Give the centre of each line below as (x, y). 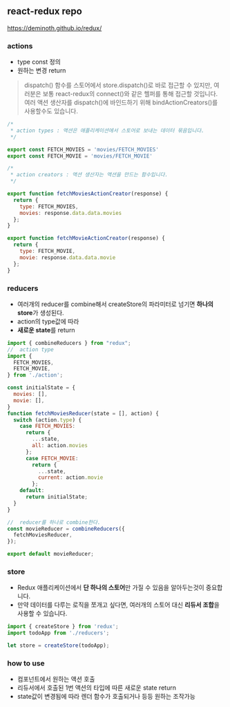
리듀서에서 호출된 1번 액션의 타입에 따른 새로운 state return (96, 688)
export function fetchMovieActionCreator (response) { (86, 238)
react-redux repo (45, 11)
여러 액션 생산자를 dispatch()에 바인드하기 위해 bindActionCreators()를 (121, 102)
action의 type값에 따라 (48, 321)
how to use (26, 663)
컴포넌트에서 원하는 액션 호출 (56, 679)
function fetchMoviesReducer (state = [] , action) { (83, 413)
